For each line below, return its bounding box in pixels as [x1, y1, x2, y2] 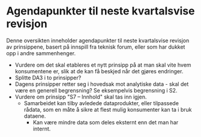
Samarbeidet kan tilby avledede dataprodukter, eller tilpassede [23, 99, 179, 106]
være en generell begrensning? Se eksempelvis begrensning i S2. [14, 87, 178, 94]
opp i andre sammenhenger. [6, 49, 76, 56]
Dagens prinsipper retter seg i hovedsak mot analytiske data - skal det [14, 80, 189, 88]
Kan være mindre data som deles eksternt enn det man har [32, 118, 179, 126]
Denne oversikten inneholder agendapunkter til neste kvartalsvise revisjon [6, 37, 190, 44]
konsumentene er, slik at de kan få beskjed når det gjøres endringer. [14, 67, 184, 75]
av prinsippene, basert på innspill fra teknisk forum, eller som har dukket [6, 43, 185, 50]
